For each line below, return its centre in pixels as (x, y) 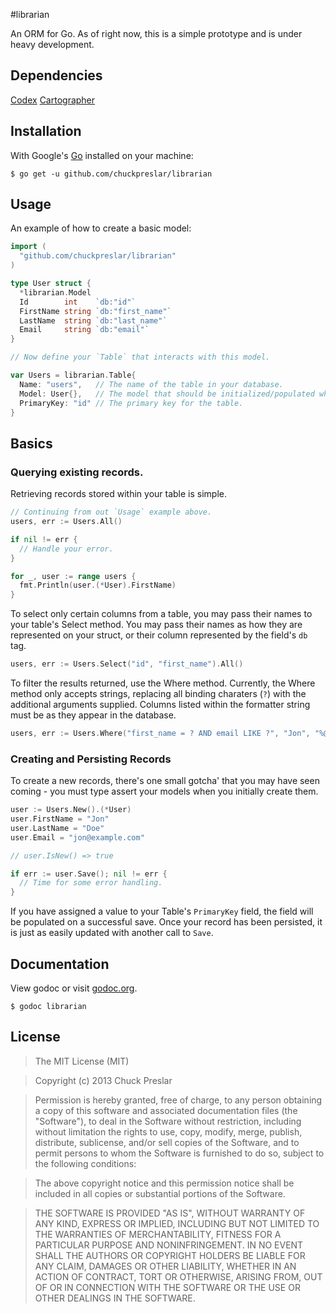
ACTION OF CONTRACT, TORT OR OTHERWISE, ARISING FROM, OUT (178, 1276)
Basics (31, 443)
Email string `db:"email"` (84, 330)
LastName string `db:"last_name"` (93, 320)
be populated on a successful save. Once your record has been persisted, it (166, 922)
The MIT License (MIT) (82, 1061)
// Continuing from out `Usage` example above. (111, 512)
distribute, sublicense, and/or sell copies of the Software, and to (167, 1142)
